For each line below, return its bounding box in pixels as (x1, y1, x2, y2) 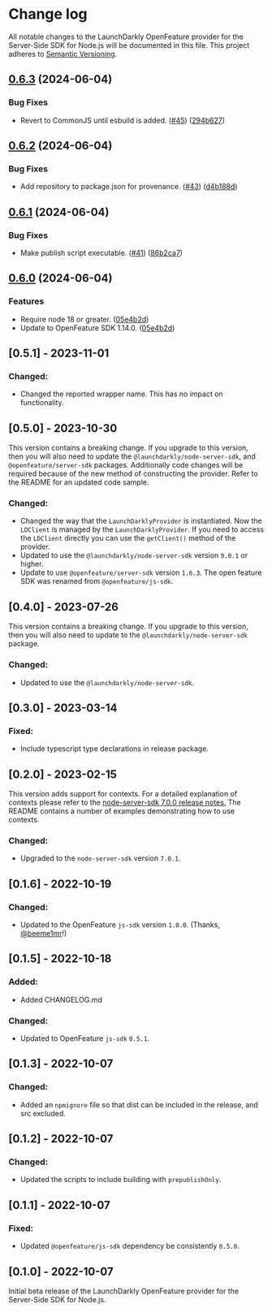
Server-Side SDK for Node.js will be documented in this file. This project (8, 40, 250, 50)
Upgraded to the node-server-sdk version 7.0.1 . (19, 853, 181, 863)
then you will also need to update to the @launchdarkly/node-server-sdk (8, 630, 248, 640)
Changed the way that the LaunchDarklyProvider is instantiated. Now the (19, 516, 262, 526)
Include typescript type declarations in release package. (19, 744, 209, 753)
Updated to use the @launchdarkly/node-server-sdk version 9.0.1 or (19, 550, 248, 560)
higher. (19, 559, 44, 569)
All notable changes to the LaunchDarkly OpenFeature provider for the (8, 32, 244, 41)
